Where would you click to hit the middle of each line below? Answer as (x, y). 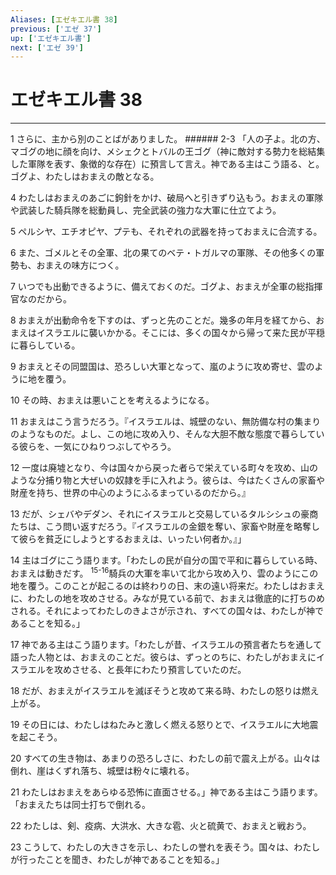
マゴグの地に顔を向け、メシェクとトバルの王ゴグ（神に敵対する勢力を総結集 (168, 152)
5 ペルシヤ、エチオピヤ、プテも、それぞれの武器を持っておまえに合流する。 (166, 232)
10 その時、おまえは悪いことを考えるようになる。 (112, 400)
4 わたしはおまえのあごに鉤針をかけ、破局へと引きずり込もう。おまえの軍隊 (167, 198)
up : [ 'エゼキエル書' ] (51, 38)
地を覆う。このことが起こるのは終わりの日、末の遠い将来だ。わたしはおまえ (167, 585)
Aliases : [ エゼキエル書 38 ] (64, 19)
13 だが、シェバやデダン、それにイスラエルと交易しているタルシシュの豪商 (164, 514)
